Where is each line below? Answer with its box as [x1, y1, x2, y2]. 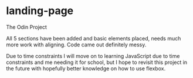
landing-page [6, 4, 74, 18]
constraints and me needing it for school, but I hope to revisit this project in [6, 59, 188, 66]
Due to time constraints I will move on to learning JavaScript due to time [6, 52, 180, 59]
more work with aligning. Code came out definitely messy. [6, 41, 147, 48]
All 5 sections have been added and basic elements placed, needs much [6, 35, 181, 42]
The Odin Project [6, 23, 47, 30]
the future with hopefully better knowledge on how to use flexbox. [6, 65, 166, 72]
